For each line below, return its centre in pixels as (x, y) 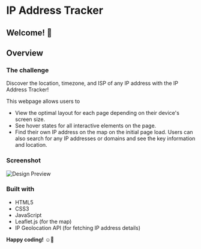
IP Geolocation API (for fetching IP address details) (78, 228)
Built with (20, 189)
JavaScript (28, 215)
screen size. (30, 119)
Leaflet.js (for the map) (43, 221)
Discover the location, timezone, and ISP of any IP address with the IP (92, 83)
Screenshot (23, 161)
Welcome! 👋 (29, 33)
